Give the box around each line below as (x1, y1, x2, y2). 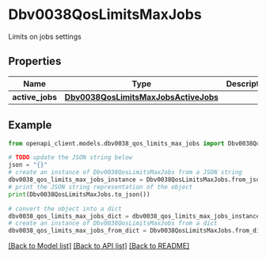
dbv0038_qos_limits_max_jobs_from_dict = (8, 227, 147, 235)
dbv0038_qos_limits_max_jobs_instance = (8, 176, 144, 184)
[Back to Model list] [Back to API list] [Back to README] (8, 241, 190, 251)
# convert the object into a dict (8, 204, 123, 213)
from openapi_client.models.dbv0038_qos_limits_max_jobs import (8, 139, 225, 147)
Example (8, 119, 52, 132)
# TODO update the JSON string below (8, 154, 133, 161)
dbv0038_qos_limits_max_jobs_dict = (8, 212, 129, 220)
